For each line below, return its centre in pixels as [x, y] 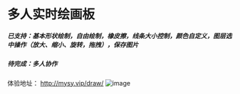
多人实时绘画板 [51, 14]
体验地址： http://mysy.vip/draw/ [56, 83]
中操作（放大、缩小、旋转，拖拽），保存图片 [73, 45]
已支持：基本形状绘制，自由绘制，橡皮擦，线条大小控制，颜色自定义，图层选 [120, 35]
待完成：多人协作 [32, 64]
